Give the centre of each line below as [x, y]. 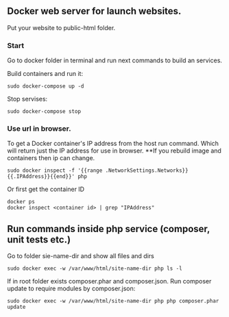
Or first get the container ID [46, 189]
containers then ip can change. [51, 158]
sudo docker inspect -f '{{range [55, 170]
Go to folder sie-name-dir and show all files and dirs [81, 256]
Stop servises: [27, 99]
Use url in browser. [39, 129]
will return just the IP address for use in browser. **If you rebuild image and [114, 151]
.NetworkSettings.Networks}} [147, 170]
